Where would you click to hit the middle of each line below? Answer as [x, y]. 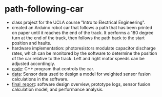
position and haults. [31, 43]
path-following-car [44, 9]
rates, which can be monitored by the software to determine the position [84, 53]
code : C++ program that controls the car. [53, 68]
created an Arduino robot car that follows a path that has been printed [82, 27]
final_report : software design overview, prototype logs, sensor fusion [81, 84]
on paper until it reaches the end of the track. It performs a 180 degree [82, 32]
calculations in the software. [40, 79]
